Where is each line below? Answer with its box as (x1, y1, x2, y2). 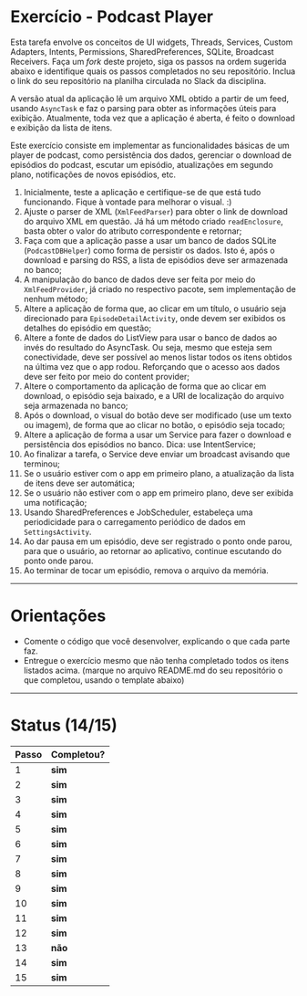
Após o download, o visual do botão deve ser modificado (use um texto (23, 409, 292, 421)
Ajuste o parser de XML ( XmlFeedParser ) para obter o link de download (23, 205, 288, 216)
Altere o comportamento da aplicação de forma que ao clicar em (23, 381, 267, 392)
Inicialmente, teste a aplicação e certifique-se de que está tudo (23, 186, 261, 197)
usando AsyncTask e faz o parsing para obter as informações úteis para (10, 102, 277, 113)
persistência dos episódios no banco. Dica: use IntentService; (23, 438, 256, 449)
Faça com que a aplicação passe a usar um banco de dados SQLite (23, 235, 277, 246)
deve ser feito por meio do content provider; (23, 371, 190, 382)
